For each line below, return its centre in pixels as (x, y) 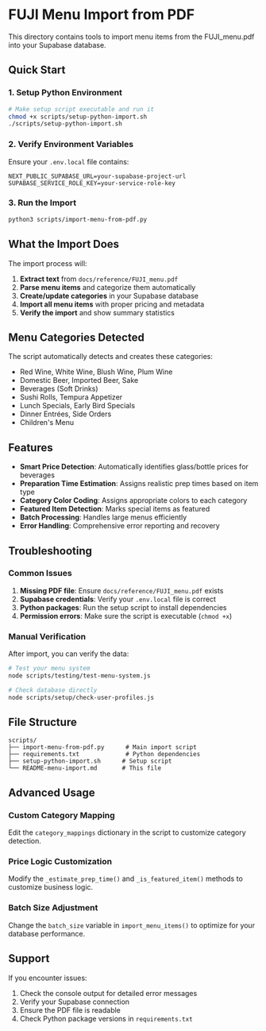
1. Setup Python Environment (66, 93)
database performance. (47, 933)
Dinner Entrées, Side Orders (66, 414)
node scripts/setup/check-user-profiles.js (81, 697)
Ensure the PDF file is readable (70, 1010)
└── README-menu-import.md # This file (85, 768)
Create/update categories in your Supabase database (109, 295)
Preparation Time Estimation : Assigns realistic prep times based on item (139, 484)
